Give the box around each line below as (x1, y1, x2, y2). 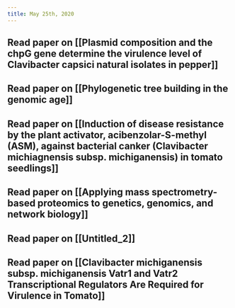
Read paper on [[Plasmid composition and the (7, 37, 213, 49)
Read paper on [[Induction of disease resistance (7, 118, 224, 130)
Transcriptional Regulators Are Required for (7, 278, 204, 290)
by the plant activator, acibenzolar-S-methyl (7, 129, 207, 141)
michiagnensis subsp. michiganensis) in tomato (7, 151, 223, 163)
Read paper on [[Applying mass (7, 186, 150, 198)
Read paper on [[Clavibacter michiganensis (7, 256, 203, 268)
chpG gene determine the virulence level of (7, 47, 202, 60)
